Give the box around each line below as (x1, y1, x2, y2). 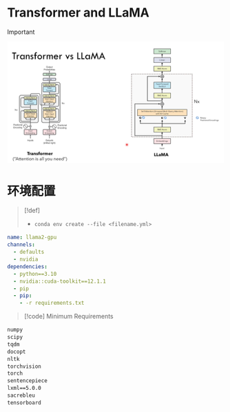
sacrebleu (7, 392, 36, 399)
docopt (7, 348, 26, 355)
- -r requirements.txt (19, 299, 85, 307)
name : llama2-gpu (7, 234, 57, 241)
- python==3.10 (13, 270, 57, 277)
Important (7, 28, 35, 36)
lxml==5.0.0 (7, 385, 41, 392)
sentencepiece (7, 377, 48, 384)
